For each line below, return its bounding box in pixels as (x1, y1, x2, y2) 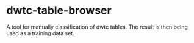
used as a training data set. (6, 29, 74, 36)
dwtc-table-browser (6, 4, 112, 17)
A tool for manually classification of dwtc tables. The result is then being (6, 23, 188, 30)
